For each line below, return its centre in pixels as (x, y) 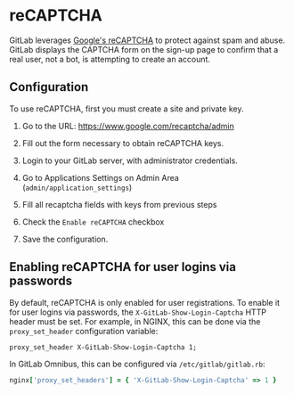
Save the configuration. (65, 239)
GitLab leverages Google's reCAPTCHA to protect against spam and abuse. (147, 40)
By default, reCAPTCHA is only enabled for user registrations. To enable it (145, 302)
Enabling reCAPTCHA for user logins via (122, 267)
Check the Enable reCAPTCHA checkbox (93, 222)
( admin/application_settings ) (77, 187)
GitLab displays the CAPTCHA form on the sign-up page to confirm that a (144, 49)
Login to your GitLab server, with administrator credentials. (130, 160)
